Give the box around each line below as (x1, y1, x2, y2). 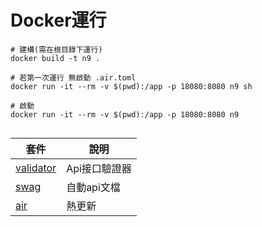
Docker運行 (10, 9, 107, 32)
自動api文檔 (66, 180, 121, 194)
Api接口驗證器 (66, 161, 132, 175)
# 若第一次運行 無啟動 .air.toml (10, 72, 137, 83)
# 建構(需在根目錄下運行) (10, 44, 103, 55)
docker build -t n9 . (10, 53, 101, 63)
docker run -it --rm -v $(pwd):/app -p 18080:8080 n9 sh (10, 81, 253, 91)
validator (15, 161, 57, 175)
